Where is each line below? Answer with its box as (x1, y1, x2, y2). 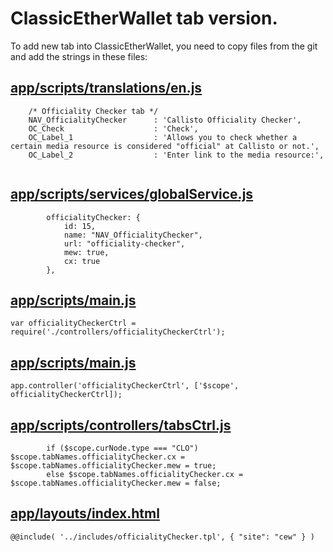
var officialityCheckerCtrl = (10, 318, 137, 329)
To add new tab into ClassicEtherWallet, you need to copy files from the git (10, 40, 318, 52)
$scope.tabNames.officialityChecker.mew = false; (10, 478, 222, 488)
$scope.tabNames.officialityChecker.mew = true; (10, 461, 217, 471)
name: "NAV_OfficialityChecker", (63, 230, 203, 240)
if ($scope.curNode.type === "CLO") (46, 443, 199, 453)
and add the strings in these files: (10, 50, 148, 62)
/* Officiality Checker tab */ (28, 106, 159, 116)
